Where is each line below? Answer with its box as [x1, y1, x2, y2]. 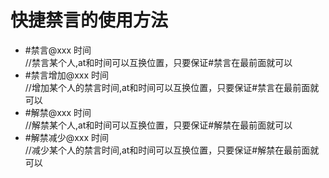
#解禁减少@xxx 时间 [24, 131, 110, 143]
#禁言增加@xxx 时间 [24, 69, 110, 81]
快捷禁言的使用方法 [10, 9, 169, 32]
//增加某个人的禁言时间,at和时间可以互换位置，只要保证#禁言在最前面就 [24, 81, 320, 93]
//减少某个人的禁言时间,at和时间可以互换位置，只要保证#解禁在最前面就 [24, 144, 320, 156]
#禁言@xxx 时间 [24, 44, 92, 56]
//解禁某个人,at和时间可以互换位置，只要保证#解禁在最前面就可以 [24, 119, 293, 131]
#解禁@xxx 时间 [24, 106, 92, 118]
